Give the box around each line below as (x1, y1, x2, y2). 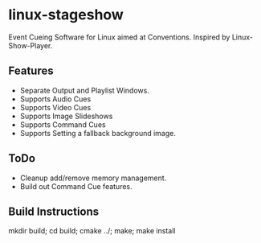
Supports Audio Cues (19, 94, 92, 104)
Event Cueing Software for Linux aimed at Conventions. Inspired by (8, 32, 230, 42)
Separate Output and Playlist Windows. (19, 85, 150, 95)
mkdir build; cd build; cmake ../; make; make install (8, 226, 176, 236)
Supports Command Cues (19, 119, 106, 130)
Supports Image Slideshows (19, 111, 113, 121)
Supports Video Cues (19, 102, 92, 112)
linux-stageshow (8, 6, 124, 24)
